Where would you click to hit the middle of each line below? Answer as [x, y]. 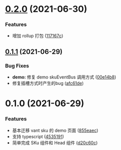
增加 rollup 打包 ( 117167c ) [38, 36]
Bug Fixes [17, 66]
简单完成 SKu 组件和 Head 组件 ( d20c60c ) [55, 143]
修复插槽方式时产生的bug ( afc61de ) [48, 83]
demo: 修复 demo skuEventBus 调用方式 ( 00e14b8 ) [64, 77]
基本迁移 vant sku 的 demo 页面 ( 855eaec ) [55, 130]
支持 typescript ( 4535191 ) [38, 136]
